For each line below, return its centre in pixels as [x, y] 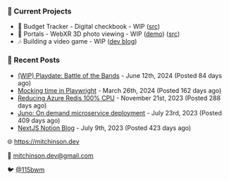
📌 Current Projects [39, 11]
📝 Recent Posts [34, 60]
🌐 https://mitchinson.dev [43, 141]
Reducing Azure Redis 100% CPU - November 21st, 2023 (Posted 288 [119, 98]
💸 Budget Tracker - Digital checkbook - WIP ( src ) [89, 27]
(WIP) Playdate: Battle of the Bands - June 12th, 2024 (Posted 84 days [120, 75]
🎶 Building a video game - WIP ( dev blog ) [77, 41]
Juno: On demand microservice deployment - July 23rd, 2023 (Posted [119, 112]
